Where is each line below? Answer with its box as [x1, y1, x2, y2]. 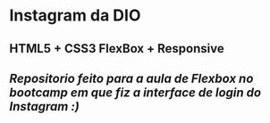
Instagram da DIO [9, 5, 141, 26]
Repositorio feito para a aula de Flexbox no [9, 70, 254, 86]
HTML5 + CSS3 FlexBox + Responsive [9, 41, 225, 56]
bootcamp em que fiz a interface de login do [9, 85, 262, 100]
